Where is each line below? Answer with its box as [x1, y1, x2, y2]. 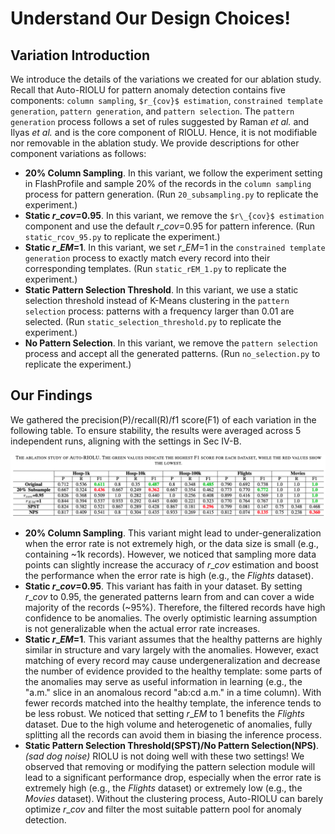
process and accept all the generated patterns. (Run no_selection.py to [24, 348, 321, 359]
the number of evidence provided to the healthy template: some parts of [24, 665, 323, 677]
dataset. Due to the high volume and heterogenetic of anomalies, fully [24, 718, 313, 731]
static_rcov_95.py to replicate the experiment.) [24, 231, 221, 242]
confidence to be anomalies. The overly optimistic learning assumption [24, 612, 318, 624]
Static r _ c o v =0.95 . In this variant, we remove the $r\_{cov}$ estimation [24, 210, 325, 221]
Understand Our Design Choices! [10, 7, 291, 30]
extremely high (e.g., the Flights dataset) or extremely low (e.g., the [24, 782, 303, 794]
